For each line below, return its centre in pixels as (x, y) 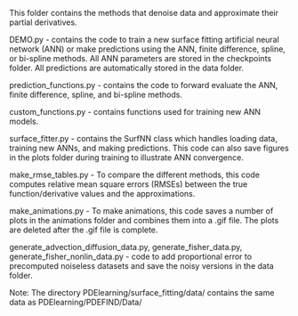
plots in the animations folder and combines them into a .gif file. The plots (144, 220)
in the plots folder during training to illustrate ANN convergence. (127, 158)
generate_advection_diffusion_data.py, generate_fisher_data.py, (126, 247)
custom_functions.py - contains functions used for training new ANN (135, 112)
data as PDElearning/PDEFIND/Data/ (76, 302)
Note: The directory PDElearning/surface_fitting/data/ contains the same (142, 292)
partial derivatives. (43, 22)
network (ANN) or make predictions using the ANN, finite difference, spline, (148, 49)
